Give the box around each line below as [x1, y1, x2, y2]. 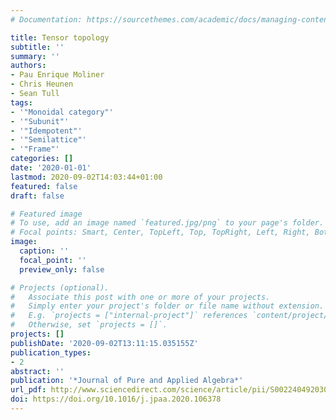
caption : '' [19, 246, 70, 256]
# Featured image [10, 209, 83, 219]
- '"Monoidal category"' [10, 107, 114, 117]
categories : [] [10, 154, 74, 164]
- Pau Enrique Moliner [10, 70, 105, 80]
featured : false [10, 181, 78, 191]
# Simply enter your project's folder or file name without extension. [10, 301, 325, 311]
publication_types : [10, 347, 92, 358]
